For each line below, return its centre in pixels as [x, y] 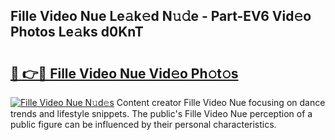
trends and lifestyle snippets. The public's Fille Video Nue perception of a [161, 113]
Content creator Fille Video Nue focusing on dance [221, 102]
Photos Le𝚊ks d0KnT [77, 32]
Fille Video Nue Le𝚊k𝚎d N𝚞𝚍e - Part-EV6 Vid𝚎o [161, 16]
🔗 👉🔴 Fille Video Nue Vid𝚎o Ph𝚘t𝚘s [124, 73]
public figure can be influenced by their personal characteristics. [143, 124]
